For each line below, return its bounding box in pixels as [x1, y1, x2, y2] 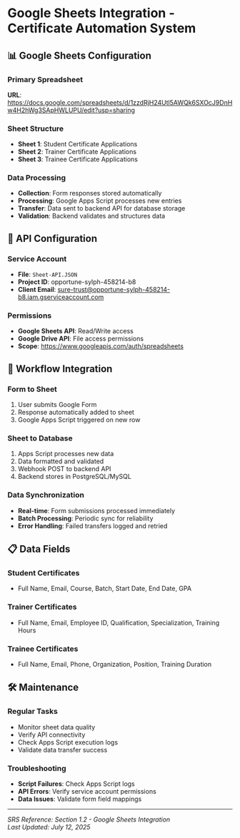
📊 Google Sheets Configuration [7, 49, 151, 61]
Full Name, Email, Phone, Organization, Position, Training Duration [17, 660, 212, 669]
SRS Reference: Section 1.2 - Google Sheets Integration [7, 815, 171, 824]
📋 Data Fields [7, 543, 71, 555]
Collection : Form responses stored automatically [17, 189, 162, 198]
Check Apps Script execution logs [17, 737, 119, 747]
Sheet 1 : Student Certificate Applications [17, 140, 138, 148]
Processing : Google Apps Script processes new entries [17, 196, 182, 205]
